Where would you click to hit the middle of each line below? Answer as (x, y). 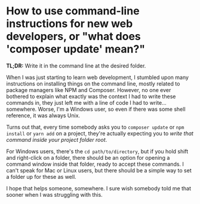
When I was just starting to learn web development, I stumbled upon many (98, 77)
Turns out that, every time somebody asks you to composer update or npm (95, 127)
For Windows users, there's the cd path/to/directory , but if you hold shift (97, 151)
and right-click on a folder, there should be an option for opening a (88, 157)
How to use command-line (73, 11)
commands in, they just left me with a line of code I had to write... (87, 102)
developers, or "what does (74, 36)
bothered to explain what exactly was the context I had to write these (91, 96)
